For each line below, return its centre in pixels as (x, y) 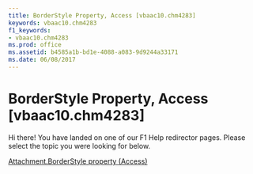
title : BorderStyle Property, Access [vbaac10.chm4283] (102, 15)
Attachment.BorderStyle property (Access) (78, 161)
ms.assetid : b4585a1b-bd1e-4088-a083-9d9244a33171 (93, 52)
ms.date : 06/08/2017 (42, 60)
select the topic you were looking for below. (79, 146)
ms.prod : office (35, 45)
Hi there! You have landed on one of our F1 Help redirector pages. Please (127, 137)
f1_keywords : (30, 30)
